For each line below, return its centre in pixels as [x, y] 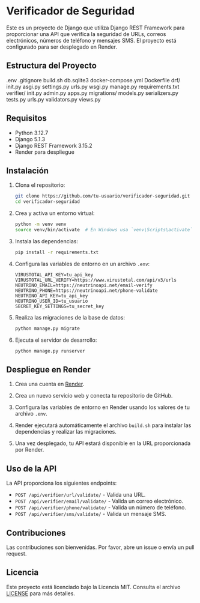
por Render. [29, 450]
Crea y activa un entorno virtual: [55, 213]
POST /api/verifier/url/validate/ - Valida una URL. [80, 495]
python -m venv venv [41, 224]
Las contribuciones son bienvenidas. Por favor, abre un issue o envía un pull [100, 547]
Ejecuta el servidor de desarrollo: [56, 340]
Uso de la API [32, 469]
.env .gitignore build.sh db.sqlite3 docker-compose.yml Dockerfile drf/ [93, 80]
